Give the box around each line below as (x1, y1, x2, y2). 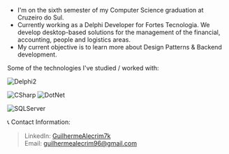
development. (17, 50, 57, 59)
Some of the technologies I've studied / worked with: (7, 64, 159, 72)
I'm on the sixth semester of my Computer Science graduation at (17, 6, 204, 14)
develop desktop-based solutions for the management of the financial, (17, 28, 221, 36)
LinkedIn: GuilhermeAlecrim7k (24, 132, 111, 140)
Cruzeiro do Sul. (17, 13, 64, 22)
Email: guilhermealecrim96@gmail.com (24, 139, 138, 147)
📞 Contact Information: (7, 118, 71, 126)
